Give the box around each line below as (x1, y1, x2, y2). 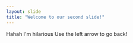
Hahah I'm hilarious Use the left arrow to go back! (6, 30, 128, 37)
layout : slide (6, 8, 42, 15)
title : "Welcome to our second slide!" (6, 14, 105, 20)
